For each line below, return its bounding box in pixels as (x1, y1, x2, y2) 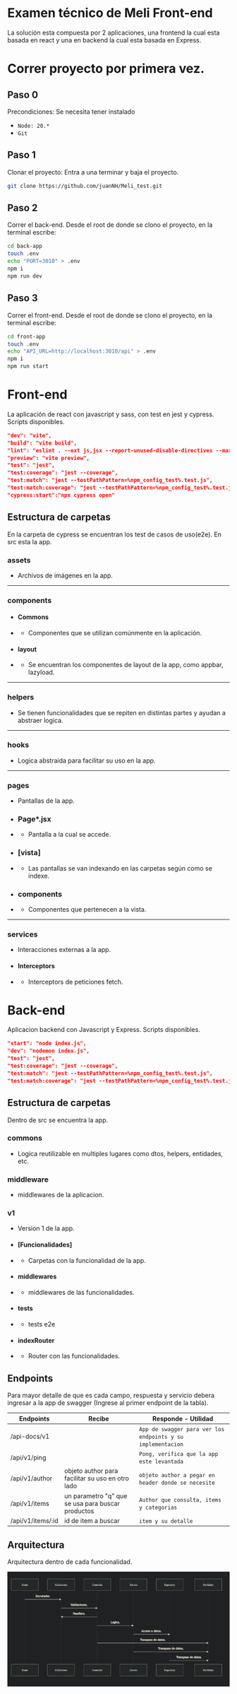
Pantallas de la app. (17, 796, 75, 805)
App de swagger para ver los (138, 1425, 225, 1433)
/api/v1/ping (10, 1453, 47, 1461)
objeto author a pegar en (138, 1471, 215, 1478)
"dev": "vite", (7, 432, 52, 439)
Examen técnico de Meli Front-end (7, 5, 213, 21)
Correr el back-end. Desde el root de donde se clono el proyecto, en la (7, 220, 213, 229)
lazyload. (28, 668, 55, 676)
